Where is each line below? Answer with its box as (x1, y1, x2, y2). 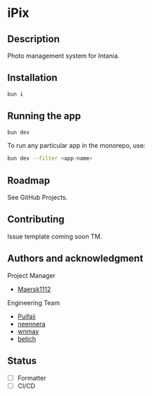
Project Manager (7, 271, 56, 279)
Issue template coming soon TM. (7, 232, 103, 241)
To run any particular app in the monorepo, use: (7, 141, 146, 150)
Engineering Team (7, 298, 61, 307)
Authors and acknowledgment (7, 253, 144, 264)
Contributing (7, 213, 65, 226)
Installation (7, 72, 58, 84)
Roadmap (7, 174, 51, 186)
